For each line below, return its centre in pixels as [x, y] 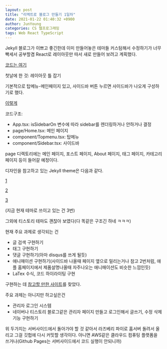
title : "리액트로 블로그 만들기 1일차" [40, 15]
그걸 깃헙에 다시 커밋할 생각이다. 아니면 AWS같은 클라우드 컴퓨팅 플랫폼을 [86, 335]
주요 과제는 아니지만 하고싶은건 [35, 295]
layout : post [19, 10]
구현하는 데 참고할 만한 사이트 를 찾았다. [43, 284]
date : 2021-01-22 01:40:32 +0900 [40, 19]
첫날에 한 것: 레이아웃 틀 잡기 [33, 75]
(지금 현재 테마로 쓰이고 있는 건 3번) [40, 210]
